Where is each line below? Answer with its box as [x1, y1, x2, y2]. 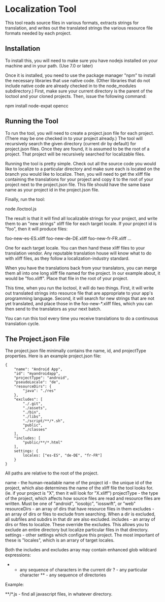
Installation [5, 44, 40, 53]
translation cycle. [5, 320, 40, 326]
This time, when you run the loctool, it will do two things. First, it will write [5, 285, 154, 291]
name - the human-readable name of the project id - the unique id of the [5, 480, 152, 486]
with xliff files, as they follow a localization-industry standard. [5, 255, 130, 261]
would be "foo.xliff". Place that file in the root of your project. [5, 275, 129, 281]
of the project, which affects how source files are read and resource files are [5, 496, 161, 502]
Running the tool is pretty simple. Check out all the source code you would [5, 160, 156, 166]
